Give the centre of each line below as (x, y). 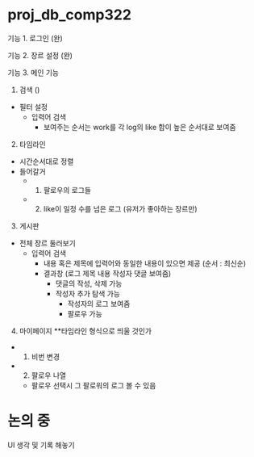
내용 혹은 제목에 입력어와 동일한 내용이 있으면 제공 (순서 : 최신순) (145, 263)
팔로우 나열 (48, 375)
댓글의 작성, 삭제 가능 (89, 283)
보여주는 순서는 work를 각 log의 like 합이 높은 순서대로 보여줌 (139, 127)
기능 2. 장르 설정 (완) (40, 55)
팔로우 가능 (85, 313)
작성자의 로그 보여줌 (99, 304)
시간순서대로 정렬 (46, 161)
